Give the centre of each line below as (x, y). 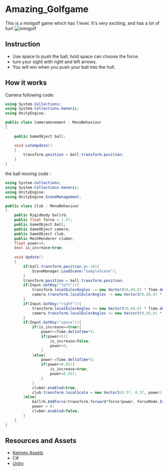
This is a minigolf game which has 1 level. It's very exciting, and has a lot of (82, 23)
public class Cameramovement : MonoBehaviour (53, 122)
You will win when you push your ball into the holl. (64, 67)
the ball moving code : (28, 174)
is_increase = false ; (70, 341)
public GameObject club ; (40, 234)
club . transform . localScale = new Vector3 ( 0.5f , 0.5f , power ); (98, 392)
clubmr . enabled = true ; (54, 388)
